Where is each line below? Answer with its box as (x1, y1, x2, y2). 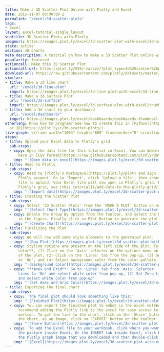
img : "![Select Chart (14, 208, 58, 212)
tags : (5, 21, 16, 26)
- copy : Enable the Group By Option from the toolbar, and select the (9, 212, 156, 217)
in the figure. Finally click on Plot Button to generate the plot (18, 216, 159, 222)
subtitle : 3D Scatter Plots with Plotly (5, 35, 89, 40)
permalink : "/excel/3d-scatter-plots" (5, 16, 84, 21)
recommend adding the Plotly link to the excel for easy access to (18, 307, 159, 312)
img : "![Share (14, 321, 42, 326)
